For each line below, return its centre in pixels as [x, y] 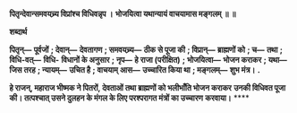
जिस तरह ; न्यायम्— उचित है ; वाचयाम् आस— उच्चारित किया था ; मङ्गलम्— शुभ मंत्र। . [135, 70]
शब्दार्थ [18, 32]
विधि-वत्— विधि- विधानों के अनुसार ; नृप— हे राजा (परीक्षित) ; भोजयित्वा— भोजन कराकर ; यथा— [148, 60]
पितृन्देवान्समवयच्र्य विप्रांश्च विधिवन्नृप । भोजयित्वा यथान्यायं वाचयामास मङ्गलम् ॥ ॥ [123, 14]
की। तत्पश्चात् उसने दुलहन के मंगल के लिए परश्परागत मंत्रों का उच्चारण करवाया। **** [130, 98]
